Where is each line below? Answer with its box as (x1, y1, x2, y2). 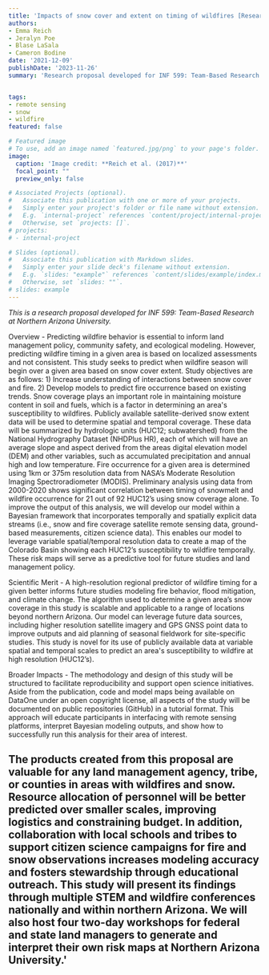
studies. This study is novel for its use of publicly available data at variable (8, 637, 254, 647)
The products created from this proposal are (8, 753, 234, 766)
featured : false (8, 123, 62, 131)
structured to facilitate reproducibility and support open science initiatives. (8, 678, 255, 688)
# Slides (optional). (8, 248, 81, 257)
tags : (8, 93, 26, 101)
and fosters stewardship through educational (8, 866, 239, 880)
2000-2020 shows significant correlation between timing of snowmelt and (8, 485, 254, 494)
